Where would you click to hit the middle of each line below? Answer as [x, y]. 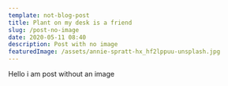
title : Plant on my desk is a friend [70, 23]
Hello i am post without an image [62, 74]
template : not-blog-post [49, 15]
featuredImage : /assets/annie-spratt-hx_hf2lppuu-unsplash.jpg [114, 52]
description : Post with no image [63, 45]
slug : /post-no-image [44, 30]
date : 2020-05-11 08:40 [47, 37]
